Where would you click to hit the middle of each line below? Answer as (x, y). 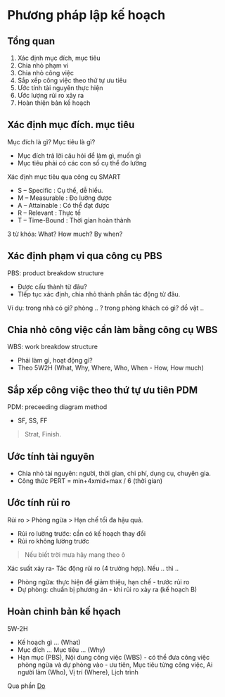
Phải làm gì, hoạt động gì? (55, 360)
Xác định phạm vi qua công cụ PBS (85, 256)
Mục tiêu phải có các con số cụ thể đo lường (82, 163)
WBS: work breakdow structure (53, 347)
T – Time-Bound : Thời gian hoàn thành (74, 220)
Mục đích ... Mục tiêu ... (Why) (61, 649)
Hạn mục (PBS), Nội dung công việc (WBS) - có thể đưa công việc (113, 657)
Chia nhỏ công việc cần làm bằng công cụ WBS (112, 330)
